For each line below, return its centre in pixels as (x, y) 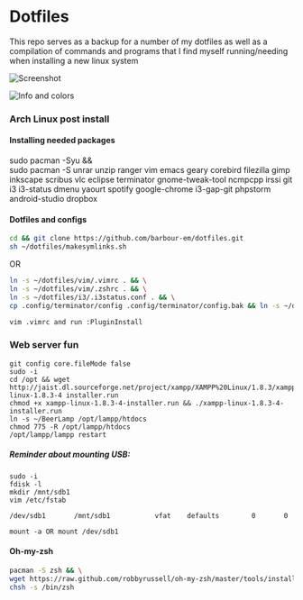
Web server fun (44, 345)
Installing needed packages (62, 141)
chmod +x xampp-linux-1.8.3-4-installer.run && (101, 403)
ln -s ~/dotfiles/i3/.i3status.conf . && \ (92, 297)
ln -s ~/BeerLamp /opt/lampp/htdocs (78, 419)
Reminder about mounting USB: (70, 455)
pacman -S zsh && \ (46, 570)
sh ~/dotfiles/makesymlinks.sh (68, 247)
